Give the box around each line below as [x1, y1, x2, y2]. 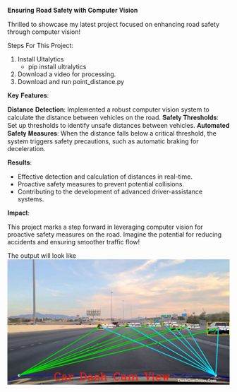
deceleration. [7, 145, 46, 153]
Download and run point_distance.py [17, 78, 125, 85]
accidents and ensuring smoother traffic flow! [7, 238, 140, 246]
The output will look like [7, 251, 76, 260]
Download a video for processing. [17, 70, 116, 78]
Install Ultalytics [17, 55, 64, 63]
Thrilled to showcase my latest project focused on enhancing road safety [7, 20, 220, 28]
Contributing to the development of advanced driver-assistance [17, 187, 203, 196]
